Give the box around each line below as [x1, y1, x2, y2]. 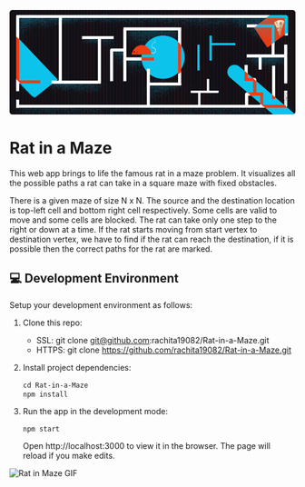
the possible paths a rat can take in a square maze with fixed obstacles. [9, 177, 277, 188]
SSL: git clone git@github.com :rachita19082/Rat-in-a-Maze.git [35, 334, 270, 345]
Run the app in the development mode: [22, 405, 168, 416]
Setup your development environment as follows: [9, 299, 193, 310]
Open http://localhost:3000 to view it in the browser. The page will [22, 440, 271, 451]
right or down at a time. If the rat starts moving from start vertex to [9, 224, 258, 234]
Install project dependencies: [22, 362, 132, 373]
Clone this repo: [22, 317, 83, 328]
